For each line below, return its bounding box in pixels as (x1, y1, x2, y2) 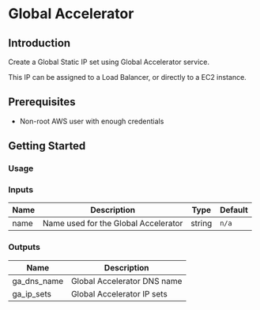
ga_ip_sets (12, 288, 51, 299)
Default (220, 205, 249, 216)
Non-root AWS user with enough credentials (19, 116, 164, 126)
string (190, 218, 213, 229)
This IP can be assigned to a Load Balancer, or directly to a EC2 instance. (8, 73, 247, 81)
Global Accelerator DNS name (70, 275, 183, 286)
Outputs (8, 242, 41, 253)
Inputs (8, 184, 34, 195)
